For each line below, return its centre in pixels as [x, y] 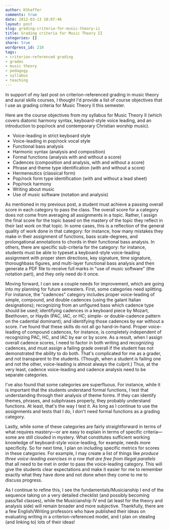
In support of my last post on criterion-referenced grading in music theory [82, 94]
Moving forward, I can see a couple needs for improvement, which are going [85, 283]
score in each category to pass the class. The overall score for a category [82, 209]
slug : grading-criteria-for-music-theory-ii [53, 29]
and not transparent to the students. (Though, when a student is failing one [83, 359]
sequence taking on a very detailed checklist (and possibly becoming [77, 495]
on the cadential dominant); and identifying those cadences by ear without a [84, 321]
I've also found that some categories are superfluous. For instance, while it [83, 384]
